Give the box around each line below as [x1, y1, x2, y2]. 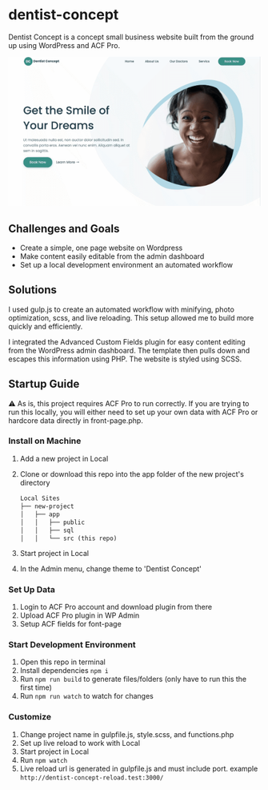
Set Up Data [8, 583, 56, 595]
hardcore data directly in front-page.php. [8, 415, 144, 425]
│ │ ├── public [19, 518, 86, 526]
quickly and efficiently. [8, 321, 83, 331]
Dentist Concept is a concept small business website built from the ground [8, 32, 254, 42]
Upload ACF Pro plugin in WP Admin [19, 611, 140, 620]
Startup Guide [8, 377, 80, 391]
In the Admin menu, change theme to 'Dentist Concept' [19, 563, 202, 574]
